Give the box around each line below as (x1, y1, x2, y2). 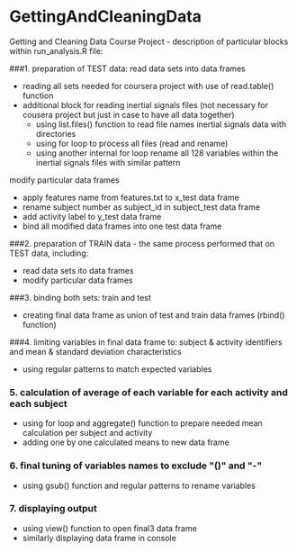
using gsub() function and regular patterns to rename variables (22, 480, 256, 491)
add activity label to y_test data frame (22, 211, 162, 222)
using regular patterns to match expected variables (22, 363, 212, 375)
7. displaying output (9, 502, 97, 515)
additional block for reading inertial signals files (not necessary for (22, 99, 268, 110)
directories (35, 128, 76, 139)
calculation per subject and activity (22, 428, 153, 439)
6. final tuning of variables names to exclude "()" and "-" (9, 459, 263, 472)
